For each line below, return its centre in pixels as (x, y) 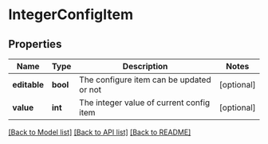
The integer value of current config (145, 103)
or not (91, 90)
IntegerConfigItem (71, 15)
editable (28, 85)
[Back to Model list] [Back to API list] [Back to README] (100, 132)
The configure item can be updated (145, 80)
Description (145, 66)
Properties (35, 44)
